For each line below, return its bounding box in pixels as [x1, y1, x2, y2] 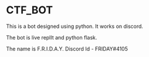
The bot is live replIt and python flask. [6, 34, 97, 41]
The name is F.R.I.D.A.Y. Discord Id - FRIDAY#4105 [6, 45, 128, 52]
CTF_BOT [6, 3, 53, 17]
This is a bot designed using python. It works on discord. [6, 23, 144, 30]
